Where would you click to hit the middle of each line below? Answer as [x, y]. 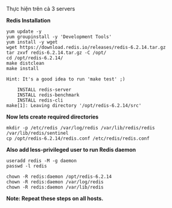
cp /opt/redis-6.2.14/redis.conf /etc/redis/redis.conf [78, 138]
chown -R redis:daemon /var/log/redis [55, 182]
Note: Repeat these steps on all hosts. [55, 198]
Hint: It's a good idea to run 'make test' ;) [66, 79]
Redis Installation [28, 20]
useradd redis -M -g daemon [42, 161]
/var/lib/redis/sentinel [37, 133]
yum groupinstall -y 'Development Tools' [59, 37]
